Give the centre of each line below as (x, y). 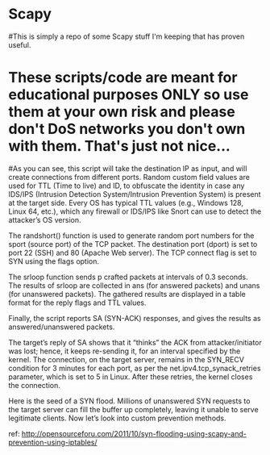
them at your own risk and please (122, 112)
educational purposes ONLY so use (129, 95)
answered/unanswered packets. (62, 327)
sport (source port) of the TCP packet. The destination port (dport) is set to (133, 244)
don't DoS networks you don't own (127, 129)
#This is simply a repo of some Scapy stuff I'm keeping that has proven (127, 36)
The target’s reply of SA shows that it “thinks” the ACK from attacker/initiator (135, 342)
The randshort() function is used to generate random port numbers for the (131, 236)
